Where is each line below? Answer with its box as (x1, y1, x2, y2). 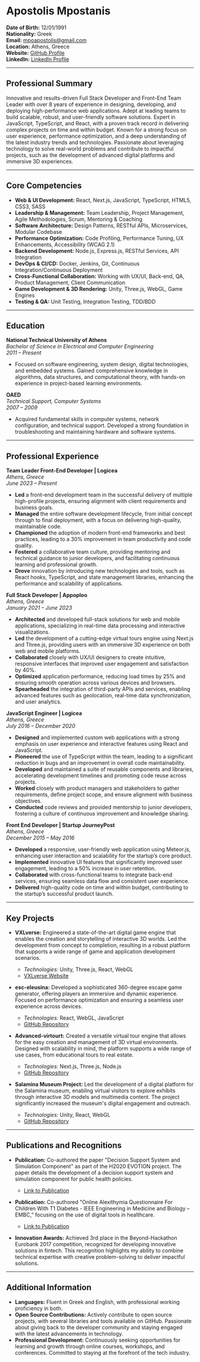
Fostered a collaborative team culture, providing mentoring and (14, 548, 171, 555)
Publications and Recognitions (6, 1141, 122, 1151)
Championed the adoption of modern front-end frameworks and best (14, 529, 186, 536)
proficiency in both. (14, 1305, 63, 1312)
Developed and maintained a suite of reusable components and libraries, (14, 765, 194, 773)
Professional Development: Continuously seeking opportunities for (14, 1336, 181, 1344)
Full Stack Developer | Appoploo (6, 592, 87, 599)
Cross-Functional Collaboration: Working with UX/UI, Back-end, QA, (14, 273, 185, 280)
